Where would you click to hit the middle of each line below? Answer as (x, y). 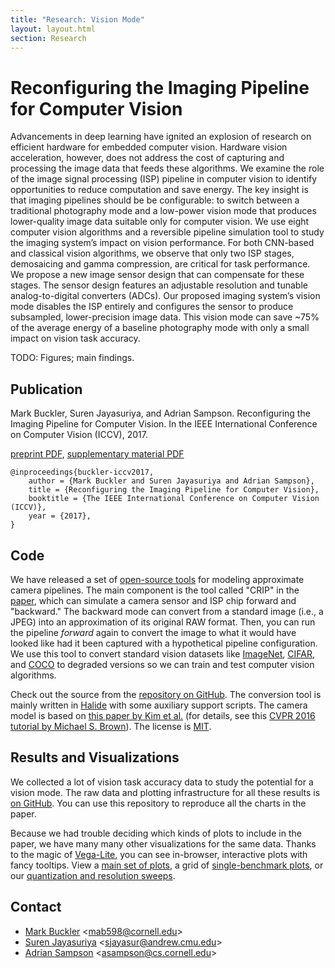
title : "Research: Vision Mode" (77, 19)
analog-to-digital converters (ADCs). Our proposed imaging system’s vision (165, 296)
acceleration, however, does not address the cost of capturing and (147, 158)
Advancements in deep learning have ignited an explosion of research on (161, 137)
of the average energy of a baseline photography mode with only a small (160, 328)
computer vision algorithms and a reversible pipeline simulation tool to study (167, 232)
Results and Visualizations (95, 757)
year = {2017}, (60, 516)
